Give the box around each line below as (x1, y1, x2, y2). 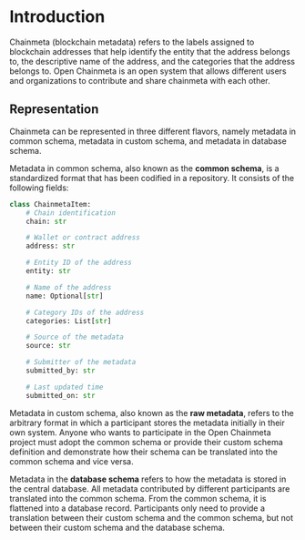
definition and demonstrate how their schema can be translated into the (9, 446, 278, 457)
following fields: (9, 182, 69, 193)
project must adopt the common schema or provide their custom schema (9, 436, 284, 447)
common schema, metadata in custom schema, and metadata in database (9, 135, 287, 147)
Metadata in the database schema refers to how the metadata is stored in (9, 474, 287, 484)
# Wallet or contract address (25, 233, 141, 242)
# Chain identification (25, 208, 117, 218)
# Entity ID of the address (25, 258, 132, 268)
